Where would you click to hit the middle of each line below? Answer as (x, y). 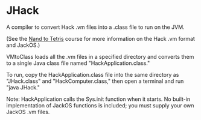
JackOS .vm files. (28, 112)
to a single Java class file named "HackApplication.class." (78, 63)
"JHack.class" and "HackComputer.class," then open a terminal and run (95, 81)
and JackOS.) (23, 45)
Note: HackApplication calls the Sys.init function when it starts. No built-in (98, 99)
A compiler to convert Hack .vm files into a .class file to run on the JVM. (96, 27)
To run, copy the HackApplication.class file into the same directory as (93, 74)
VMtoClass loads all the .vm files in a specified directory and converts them (100, 56)
